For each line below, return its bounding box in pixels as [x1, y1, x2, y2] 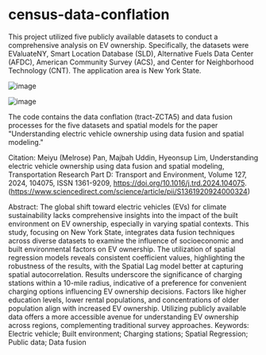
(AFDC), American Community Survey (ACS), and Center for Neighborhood [8, 57, 254, 67]
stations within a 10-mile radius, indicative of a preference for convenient [8, 278, 247, 287]
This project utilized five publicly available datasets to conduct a [8, 32, 218, 41]
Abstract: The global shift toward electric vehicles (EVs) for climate [8, 201, 227, 212]
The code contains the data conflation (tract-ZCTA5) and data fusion [8, 111, 233, 121]
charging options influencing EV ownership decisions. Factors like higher [8, 287, 247, 296]
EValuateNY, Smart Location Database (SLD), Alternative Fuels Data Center [8, 49, 254, 58]
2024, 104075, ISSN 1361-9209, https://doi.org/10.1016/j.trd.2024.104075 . [8, 177, 248, 188]
